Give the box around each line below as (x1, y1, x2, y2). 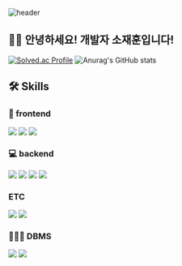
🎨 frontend (8, 108, 51, 119)
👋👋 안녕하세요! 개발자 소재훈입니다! (8, 33, 175, 47)
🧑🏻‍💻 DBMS (8, 231, 52, 242)
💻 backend (8, 148, 54, 160)
